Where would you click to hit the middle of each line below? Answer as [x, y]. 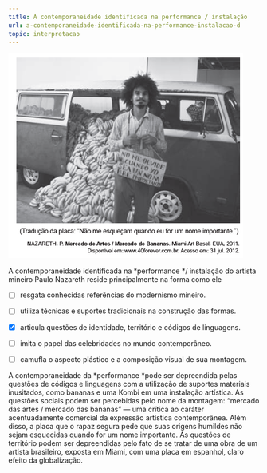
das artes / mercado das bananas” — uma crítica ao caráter [106, 409]
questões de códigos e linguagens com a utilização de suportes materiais [129, 384]
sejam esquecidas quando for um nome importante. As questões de [120, 435]
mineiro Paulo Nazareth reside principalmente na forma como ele [115, 280]
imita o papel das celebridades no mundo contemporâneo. [116, 343]
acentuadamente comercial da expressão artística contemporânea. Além [128, 417]
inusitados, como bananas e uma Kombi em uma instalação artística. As [126, 392]
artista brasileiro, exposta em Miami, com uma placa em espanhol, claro [126, 451]
